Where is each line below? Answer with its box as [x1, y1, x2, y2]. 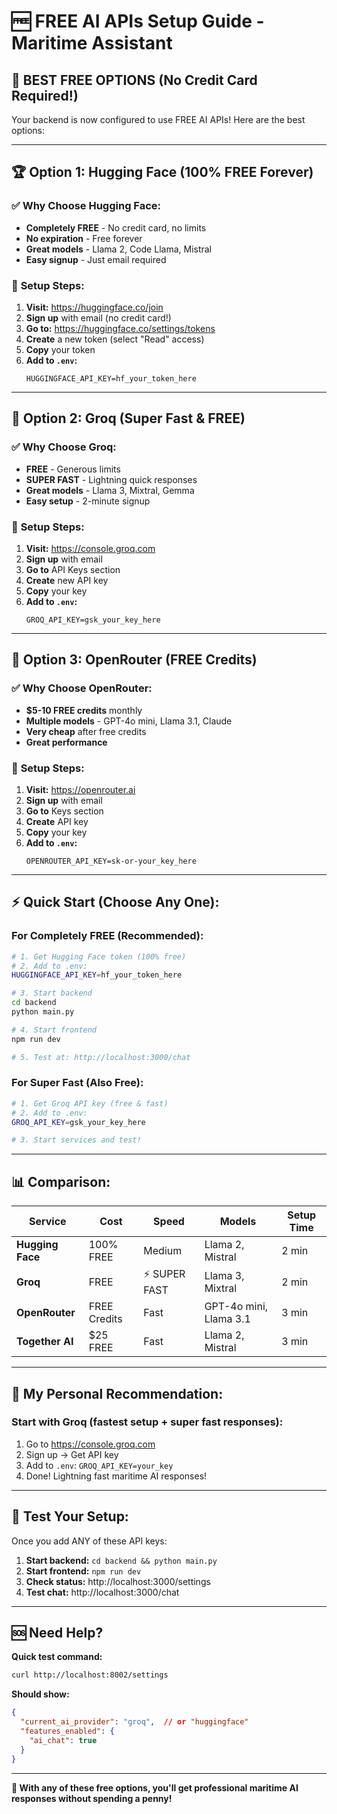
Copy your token [25, 343, 96, 355]
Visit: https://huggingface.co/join [25, 301, 164, 313]
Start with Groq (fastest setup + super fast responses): [11, 1415, 284, 1429]
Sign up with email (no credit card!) [25, 311, 172, 324]
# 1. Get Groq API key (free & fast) [11, 1098, 169, 1109]
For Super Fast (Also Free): [11, 1076, 144, 1090]
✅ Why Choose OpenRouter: [11, 681, 153, 695]
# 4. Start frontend [11, 1025, 98, 1035]
